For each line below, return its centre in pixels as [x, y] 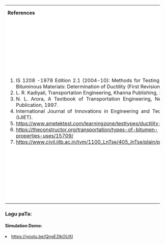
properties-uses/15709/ [45, 136]
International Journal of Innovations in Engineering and [83, 111]
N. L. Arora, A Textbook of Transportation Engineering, [84, 99]
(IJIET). [24, 117]
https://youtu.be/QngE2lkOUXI [42, 237]
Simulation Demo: [24, 225]
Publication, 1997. [37, 105]
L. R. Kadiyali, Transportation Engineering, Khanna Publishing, [87, 93]
